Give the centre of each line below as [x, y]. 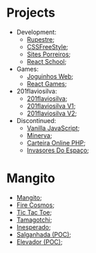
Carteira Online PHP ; [56, 142]
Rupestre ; [41, 39]
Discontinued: [36, 120]
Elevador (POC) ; [39, 242]
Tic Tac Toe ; [34, 212]
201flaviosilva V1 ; [51, 106]
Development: [36, 32]
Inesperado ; [33, 227]
